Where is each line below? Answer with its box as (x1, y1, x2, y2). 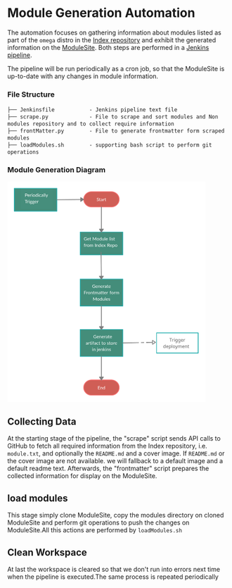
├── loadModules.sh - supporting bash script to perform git (7, 142, 212, 149)
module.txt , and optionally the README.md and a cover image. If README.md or (7, 449, 225, 458)
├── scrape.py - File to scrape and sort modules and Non (7, 114, 219, 121)
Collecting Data (7, 415, 77, 427)
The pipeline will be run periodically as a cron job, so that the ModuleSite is (7, 64, 225, 73)
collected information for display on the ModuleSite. (7, 472, 157, 480)
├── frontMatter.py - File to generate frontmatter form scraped (7, 128, 225, 135)
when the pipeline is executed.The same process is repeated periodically (7, 572, 219, 581)
